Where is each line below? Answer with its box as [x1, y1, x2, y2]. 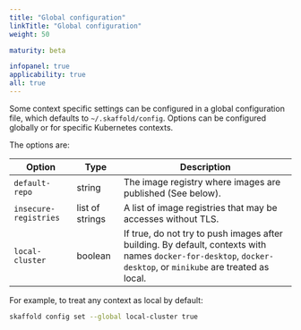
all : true [9, 79, 47, 88]
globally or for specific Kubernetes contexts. [9, 122, 174, 132]
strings [76, 212, 106, 224]
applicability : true [9, 71, 87, 80]
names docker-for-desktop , [124, 250, 240, 262]
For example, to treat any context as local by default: [9, 294, 203, 305]
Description [179, 160, 231, 173]
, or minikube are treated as [155, 260, 270, 273]
